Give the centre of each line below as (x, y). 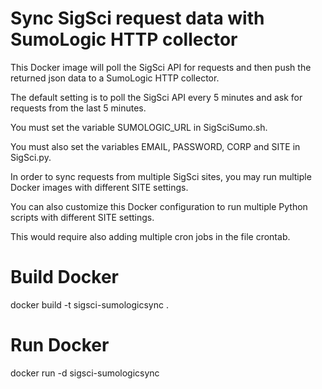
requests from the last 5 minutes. (78, 108)
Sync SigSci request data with (137, 18)
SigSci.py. (31, 157)
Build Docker (64, 277)
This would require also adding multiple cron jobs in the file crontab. (150, 236)
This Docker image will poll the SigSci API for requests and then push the (161, 67)
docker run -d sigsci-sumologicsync (85, 373)
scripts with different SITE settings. (82, 217)
